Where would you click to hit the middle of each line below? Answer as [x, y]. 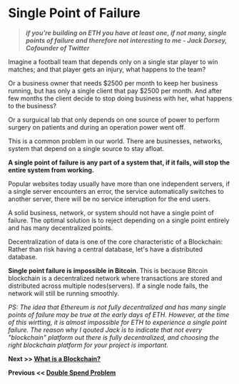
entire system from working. [51, 170]
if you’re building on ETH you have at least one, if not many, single [126, 33]
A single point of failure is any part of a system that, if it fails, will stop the [119, 162]
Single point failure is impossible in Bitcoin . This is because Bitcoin [108, 270]
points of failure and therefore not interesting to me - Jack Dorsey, [126, 40]
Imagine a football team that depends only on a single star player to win [113, 61]
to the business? [32, 105]
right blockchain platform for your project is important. [88, 345]
